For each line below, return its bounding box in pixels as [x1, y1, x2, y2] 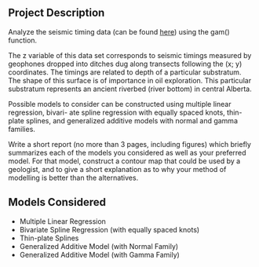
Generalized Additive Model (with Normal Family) [19, 241, 179, 251]
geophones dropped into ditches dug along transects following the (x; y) [8, 59, 243, 68]
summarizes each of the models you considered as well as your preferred [8, 148, 246, 157]
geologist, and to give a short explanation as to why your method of [8, 164, 227, 174]
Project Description [8, 6, 105, 20]
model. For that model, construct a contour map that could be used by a [8, 156, 241, 166]
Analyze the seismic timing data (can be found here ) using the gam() [8, 27, 230, 36]
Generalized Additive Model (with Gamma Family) [19, 250, 181, 259]
